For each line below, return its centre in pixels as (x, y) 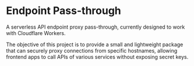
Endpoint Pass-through (64, 11)
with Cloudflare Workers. (36, 33)
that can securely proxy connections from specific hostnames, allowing (92, 50)
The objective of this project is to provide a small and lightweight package (95, 44)
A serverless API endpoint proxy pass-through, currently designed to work (96, 27)
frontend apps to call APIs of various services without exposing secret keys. (97, 57)
